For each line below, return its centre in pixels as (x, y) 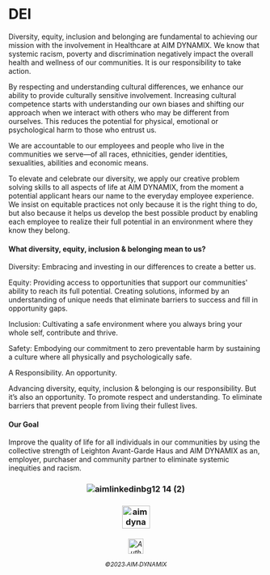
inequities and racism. (45, 468)
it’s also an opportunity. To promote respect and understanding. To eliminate (135, 397)
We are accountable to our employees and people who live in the (116, 145)
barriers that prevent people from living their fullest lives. (103, 406)
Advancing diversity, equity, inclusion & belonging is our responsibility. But (133, 388)
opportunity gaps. (38, 308)
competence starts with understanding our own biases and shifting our (127, 104)
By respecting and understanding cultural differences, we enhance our (126, 87)
